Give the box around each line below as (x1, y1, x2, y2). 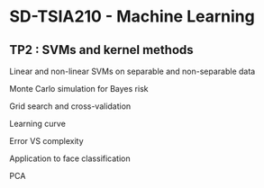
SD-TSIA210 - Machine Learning (9, 6, 255, 27)
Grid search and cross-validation (9, 101, 132, 112)
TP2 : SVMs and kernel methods (9, 42, 194, 58)
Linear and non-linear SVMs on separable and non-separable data (9, 66, 256, 76)
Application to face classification (9, 153, 131, 164)
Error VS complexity (9, 136, 84, 146)
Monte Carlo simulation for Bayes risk (9, 84, 149, 94)
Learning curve (9, 119, 66, 129)
